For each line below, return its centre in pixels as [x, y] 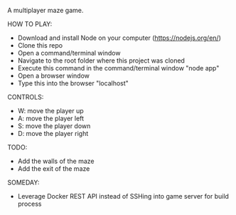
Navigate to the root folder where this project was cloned [101, 61]
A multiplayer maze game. [45, 10]
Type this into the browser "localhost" [73, 83]
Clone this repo [40, 45]
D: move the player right [53, 133]
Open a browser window [54, 75]
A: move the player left [50, 118]
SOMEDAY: [23, 182]
